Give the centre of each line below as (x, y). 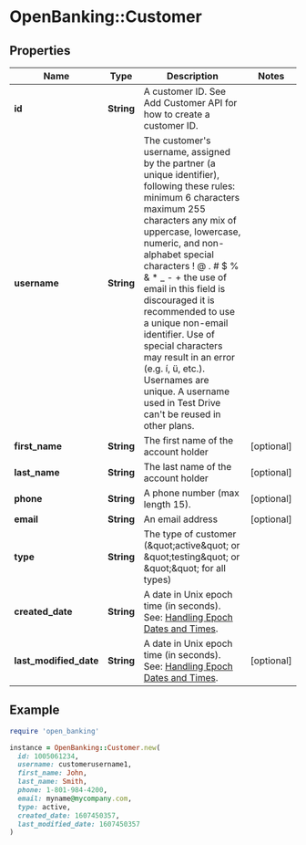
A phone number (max (191, 493)
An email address (181, 519)
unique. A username (187, 391)
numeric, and (172, 243)
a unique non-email (186, 323)
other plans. (169, 426)
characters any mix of (190, 220)
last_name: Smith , (53, 782)
